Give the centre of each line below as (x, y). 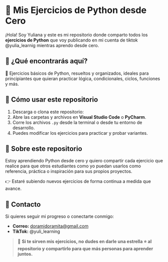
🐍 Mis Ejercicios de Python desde (76, 10)
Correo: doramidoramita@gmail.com (50, 226)
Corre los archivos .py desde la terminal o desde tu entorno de (77, 122)
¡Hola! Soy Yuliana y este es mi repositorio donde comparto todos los (76, 35)
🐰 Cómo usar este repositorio (52, 100)
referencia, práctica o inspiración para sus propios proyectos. (69, 171)
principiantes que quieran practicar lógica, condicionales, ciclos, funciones (83, 78)
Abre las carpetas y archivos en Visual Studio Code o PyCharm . (79, 117)
